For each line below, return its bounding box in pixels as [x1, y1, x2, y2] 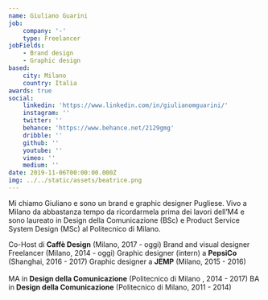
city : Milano [23, 72, 67, 80]
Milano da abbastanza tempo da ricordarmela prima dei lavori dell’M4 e [8, 207, 245, 216]
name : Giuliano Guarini [8, 11, 89, 20]
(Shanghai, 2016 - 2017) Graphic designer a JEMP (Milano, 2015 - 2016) [8, 257, 247, 266]
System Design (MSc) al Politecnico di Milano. [8, 224, 161, 233]
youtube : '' [23, 146, 63, 154]
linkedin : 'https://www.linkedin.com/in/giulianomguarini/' [23, 101, 229, 109]
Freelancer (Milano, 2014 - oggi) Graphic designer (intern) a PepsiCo [8, 248, 237, 257]
